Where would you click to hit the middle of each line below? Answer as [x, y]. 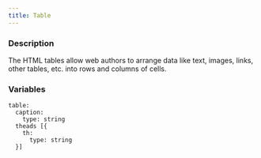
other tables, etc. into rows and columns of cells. [88, 69]
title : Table [30, 15]
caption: [30, 113]
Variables [27, 89]
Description [31, 43]
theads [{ [31, 126]
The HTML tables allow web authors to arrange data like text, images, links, [131, 60]
